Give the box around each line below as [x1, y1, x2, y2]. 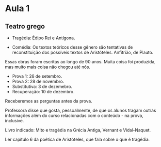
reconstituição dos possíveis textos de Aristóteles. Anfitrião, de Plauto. [12, 49, 154, 55]
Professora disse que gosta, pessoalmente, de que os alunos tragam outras [5, 107, 156, 113]
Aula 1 [5, 3, 30, 14]
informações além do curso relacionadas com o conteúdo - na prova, [5, 113, 144, 118]
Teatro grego [5, 22, 45, 30]
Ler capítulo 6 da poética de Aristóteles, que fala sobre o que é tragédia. [5, 136, 150, 142]
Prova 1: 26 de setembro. [12, 73, 62, 79]
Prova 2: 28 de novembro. [12, 78, 64, 84]
